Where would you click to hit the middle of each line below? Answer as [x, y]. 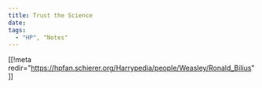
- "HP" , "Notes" [42, 37]
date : [17, 23]
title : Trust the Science [50, 15]
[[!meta [20, 60]
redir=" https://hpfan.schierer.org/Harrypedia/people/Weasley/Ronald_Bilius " [131, 68]
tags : [17, 30]
